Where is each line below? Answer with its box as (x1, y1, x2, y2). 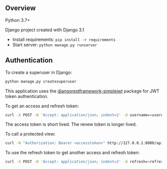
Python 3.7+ (5, 17, 30, 23)
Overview (5, 4, 36, 12)
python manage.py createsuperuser (5, 79, 77, 84)
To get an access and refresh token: (5, 103, 79, 109)
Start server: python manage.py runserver (12, 42, 97, 48)
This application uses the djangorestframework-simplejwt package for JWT (5, 88, 160, 94)
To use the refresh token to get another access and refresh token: (5, 150, 140, 156)
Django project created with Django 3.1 (5, 27, 84, 33)
